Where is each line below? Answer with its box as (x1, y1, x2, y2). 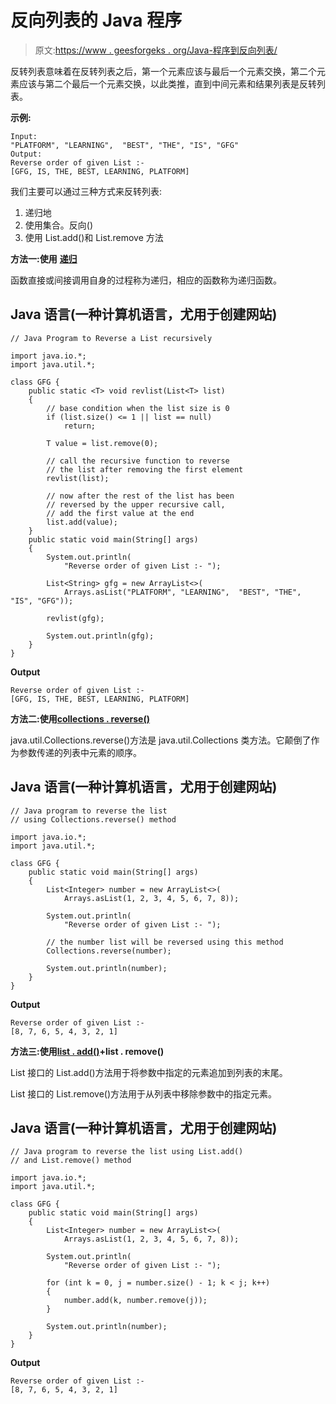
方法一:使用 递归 (10, 252, 78, 265)
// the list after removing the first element (46, 464, 244, 475)
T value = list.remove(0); (46, 438, 159, 448)
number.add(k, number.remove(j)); (63, 1296, 208, 1306)
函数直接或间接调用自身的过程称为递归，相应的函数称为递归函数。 (10, 274, 282, 286)
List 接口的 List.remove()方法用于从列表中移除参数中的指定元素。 (10, 1087, 278, 1100)
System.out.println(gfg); (46, 631, 155, 641)
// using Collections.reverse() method (10, 814, 177, 825)
